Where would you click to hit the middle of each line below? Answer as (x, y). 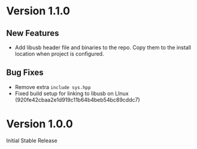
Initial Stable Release (32, 140)
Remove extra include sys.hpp (53, 87)
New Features (33, 33)
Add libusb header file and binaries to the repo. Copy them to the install (103, 47)
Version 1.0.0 (40, 124)
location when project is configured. (59, 54)
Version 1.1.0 (38, 11)
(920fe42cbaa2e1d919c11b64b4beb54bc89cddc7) (78, 99)
